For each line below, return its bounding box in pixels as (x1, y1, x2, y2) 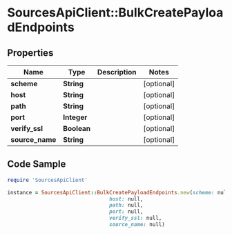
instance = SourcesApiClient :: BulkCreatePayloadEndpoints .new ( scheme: (7, 189, 215, 196)
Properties (7, 47, 54, 59)
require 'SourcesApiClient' (7, 176, 88, 183)
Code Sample (7, 159, 66, 170)
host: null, (109, 195, 144, 203)
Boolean (63, 124, 91, 133)
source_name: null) (109, 221, 166, 228)
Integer (63, 112, 88, 122)
